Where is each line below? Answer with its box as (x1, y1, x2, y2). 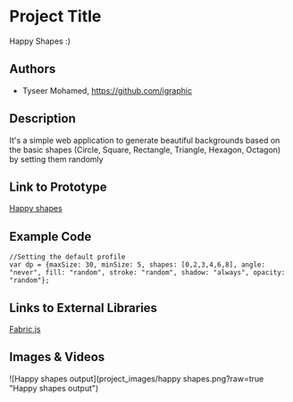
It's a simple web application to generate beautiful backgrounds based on (9, 135, 280, 145)
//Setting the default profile (9, 252, 126, 262)
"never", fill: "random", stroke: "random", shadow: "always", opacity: (9, 268, 286, 277)
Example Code (9, 229, 92, 244)
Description (9, 111, 76, 127)
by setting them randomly (9, 153, 105, 164)
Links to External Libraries (9, 300, 158, 316)
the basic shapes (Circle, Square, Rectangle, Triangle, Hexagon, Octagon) (9, 144, 281, 155)
